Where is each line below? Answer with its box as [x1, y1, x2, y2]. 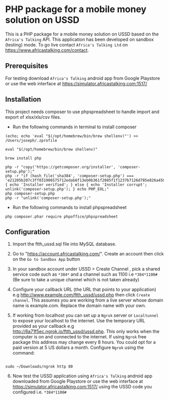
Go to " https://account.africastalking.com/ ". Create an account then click [12, 251, 164, 257]
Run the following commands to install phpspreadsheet [12, 204, 127, 210]
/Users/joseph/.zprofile [5, 138, 57, 143]
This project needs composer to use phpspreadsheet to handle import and [5, 109, 159, 115]
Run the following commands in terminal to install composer [12, 124, 137, 130]
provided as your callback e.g [12, 323, 74, 329]
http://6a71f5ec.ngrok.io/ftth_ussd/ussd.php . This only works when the [12, 328, 160, 334]
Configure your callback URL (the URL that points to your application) [12, 286, 156, 292]
